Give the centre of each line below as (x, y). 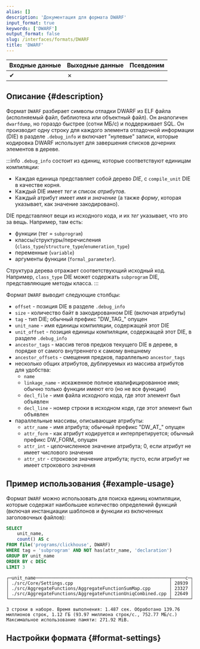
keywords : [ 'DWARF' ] (32, 28)
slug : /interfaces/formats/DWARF (48, 39)
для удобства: (33, 370)
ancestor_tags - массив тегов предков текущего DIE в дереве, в (96, 344)
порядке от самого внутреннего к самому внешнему (83, 351)
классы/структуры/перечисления (58, 240)
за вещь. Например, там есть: (44, 222)
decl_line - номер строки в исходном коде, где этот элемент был (108, 408)
